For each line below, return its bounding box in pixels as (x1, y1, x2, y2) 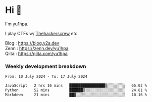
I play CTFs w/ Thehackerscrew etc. (5, 30, 79, 36)
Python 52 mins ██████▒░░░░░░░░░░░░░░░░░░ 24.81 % (5, 88, 148, 93)
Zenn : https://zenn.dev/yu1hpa (5, 45, 69, 51)
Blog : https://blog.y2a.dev (5, 40, 59, 46)
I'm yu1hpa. (5, 21, 29, 27)
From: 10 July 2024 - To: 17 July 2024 (5, 74, 88, 79)
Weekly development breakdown (5, 63, 87, 70)
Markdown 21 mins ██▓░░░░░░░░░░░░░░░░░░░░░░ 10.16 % (5, 92, 148, 97)
